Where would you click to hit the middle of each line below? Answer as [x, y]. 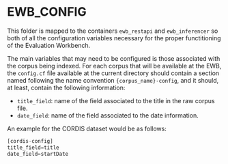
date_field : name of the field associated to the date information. [108, 115]
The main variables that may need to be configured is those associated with [114, 58]
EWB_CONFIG [47, 12]
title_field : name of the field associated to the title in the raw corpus [116, 100]
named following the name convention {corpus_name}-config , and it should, [113, 80]
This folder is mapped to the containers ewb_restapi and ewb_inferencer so [113, 31]
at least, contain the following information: [66, 87]
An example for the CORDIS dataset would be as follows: [87, 128]
